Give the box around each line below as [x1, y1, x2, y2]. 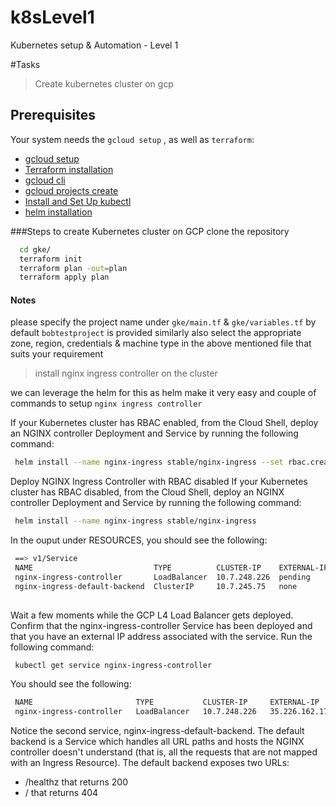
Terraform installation [24, 163, 114, 175]
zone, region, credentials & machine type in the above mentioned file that [10, 337, 312, 350]
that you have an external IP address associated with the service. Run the [10, 630, 313, 642]
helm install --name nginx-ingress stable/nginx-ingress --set [14, 457, 284, 468]
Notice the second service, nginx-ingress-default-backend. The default [10, 725, 305, 737]
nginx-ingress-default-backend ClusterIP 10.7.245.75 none [14, 581, 298, 591]
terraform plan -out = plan [19, 263, 128, 273]
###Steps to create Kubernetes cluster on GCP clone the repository [10, 225, 290, 237]
